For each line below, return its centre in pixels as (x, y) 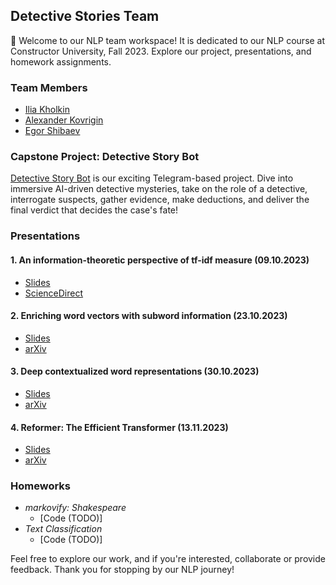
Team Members (49, 87)
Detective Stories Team (85, 16)
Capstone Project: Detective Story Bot (105, 157)
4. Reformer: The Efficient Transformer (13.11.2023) (119, 427)
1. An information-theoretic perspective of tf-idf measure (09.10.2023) (160, 260)
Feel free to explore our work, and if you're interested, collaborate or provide (168, 559)
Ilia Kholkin (47, 110)
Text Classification (63, 529)
